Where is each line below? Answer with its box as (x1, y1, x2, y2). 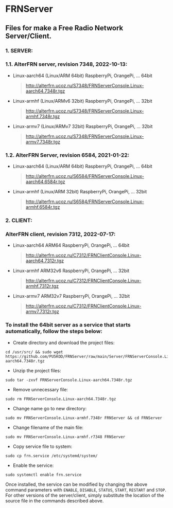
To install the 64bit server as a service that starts (5, 321, 131, 329)
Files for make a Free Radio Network (5, 24, 124, 32)
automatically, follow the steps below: (5, 328, 103, 335)
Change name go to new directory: (12, 405, 87, 411)
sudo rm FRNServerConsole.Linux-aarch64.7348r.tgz (5, 396, 116, 402)
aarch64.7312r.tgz (25, 258, 64, 264)
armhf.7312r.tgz (25, 283, 59, 289)
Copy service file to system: (12, 443, 73, 449)
